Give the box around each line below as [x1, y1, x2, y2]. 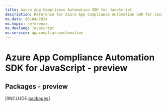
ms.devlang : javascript [5, 26, 55, 31]
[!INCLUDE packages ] [5, 96, 50, 101]
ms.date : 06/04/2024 [5, 16, 48, 21]
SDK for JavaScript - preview [5, 63, 128, 74]
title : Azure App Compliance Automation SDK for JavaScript [5, 7, 133, 12]
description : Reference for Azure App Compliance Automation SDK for [5, 12, 153, 17]
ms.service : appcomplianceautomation [5, 30, 83, 35]
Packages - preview [5, 82, 68, 91]
